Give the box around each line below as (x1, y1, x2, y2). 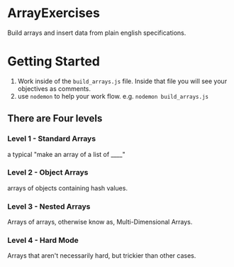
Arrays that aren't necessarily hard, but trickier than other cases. (7, 251, 196, 260)
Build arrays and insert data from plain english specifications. (7, 28, 186, 37)
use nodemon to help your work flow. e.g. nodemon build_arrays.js (17, 92, 209, 100)
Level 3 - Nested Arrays (7, 201, 91, 211)
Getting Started (7, 53, 101, 70)
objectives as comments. (17, 84, 91, 93)
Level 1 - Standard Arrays (7, 133, 96, 143)
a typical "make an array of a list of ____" (7, 150, 126, 158)
